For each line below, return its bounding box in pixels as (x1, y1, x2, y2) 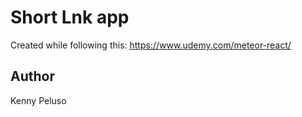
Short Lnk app (10, 6, 130, 29)
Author (10, 68, 55, 85)
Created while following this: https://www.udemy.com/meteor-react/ (10, 39, 292, 51)
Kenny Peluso (10, 94, 67, 106)
